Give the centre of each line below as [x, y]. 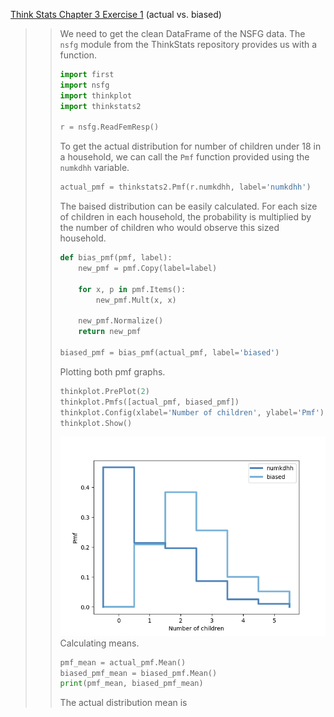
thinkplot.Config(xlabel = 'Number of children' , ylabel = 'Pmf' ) [192, 412]
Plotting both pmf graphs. [112, 371]
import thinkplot [96, 95]
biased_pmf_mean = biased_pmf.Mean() [138, 673]
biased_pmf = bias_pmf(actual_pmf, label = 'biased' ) [169, 353]
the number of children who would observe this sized [169, 228]
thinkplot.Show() [96, 423]
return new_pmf [110, 332]
